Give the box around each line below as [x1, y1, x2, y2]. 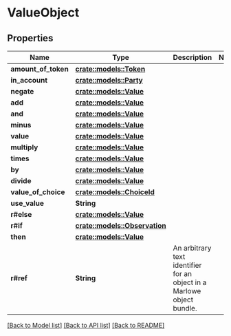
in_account [10, 76, 48, 85]
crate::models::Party [75, 76, 143, 85]
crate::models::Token [75, 64, 146, 74]
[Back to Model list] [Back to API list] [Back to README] [7, 322, 165, 329]
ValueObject [7, 5, 80, 21]
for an [173, 269, 192, 278]
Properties [7, 32, 54, 44]
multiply [10, 143, 38, 152]
